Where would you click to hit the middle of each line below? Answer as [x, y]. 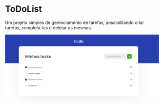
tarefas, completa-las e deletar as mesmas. [49, 27]
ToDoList [24, 9]
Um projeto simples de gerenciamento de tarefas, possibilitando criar [75, 22]
